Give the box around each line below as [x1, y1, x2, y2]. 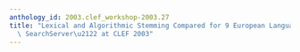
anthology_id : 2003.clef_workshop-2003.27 [9, 12, 170, 22]
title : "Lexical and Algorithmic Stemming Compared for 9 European [9, 21, 266, 30]
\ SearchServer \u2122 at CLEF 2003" [17, 29, 154, 38]
